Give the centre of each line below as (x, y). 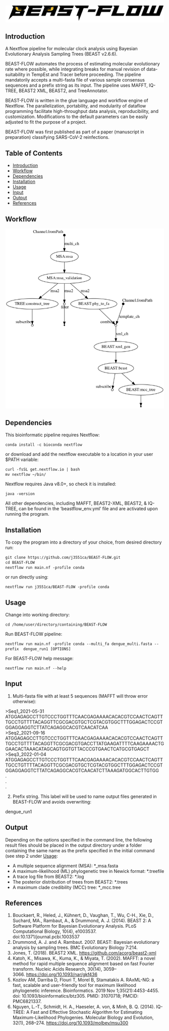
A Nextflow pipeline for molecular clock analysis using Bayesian (71, 49)
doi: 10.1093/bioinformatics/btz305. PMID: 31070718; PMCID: (75, 996)
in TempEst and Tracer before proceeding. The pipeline (83, 74)
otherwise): (24, 701)
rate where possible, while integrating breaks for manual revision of (75, 69)
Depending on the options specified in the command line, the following (79, 839)
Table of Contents (34, 153)
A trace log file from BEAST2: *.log (48, 876)
